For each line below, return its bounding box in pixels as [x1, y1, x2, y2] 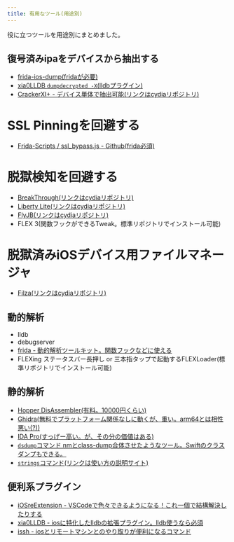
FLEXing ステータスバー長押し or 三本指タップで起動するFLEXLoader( [17, 355, 219, 363]
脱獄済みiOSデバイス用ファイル [7, 246, 188, 263]
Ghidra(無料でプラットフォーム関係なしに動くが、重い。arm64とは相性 [17, 415, 224, 423]
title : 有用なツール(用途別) [7, 10, 83, 18]
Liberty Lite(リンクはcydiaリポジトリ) [17, 202, 126, 211]
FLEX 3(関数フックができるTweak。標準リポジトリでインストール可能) [17, 220, 221, 228]
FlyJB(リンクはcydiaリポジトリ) [17, 211, 109, 219]
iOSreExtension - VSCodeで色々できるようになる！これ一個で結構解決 [17, 501, 221, 509]
